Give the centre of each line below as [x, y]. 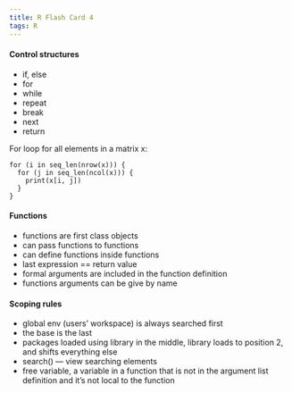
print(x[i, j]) [54, 180]
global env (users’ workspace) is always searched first [122, 323]
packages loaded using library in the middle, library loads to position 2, [153, 343]
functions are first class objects [80, 235]
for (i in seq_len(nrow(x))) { [67, 165]
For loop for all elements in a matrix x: [79, 148]
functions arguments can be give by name [100, 283]
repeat [34, 103]
